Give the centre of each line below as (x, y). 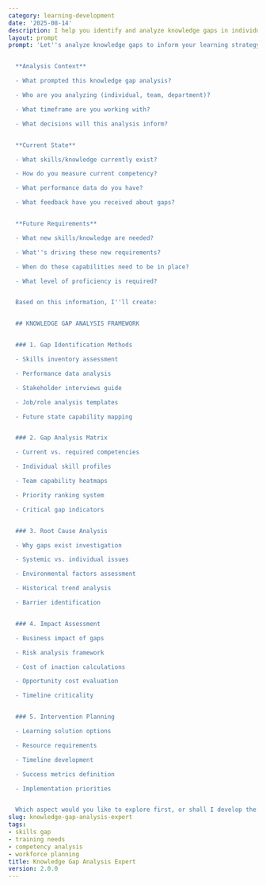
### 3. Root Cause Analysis (62, 531)
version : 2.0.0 (33, 869)
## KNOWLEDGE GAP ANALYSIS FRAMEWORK (78, 324)
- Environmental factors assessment (76, 574)
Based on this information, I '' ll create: (86, 303)
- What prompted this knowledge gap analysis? (93, 81)
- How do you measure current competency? (86, 174)
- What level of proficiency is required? (86, 281)
